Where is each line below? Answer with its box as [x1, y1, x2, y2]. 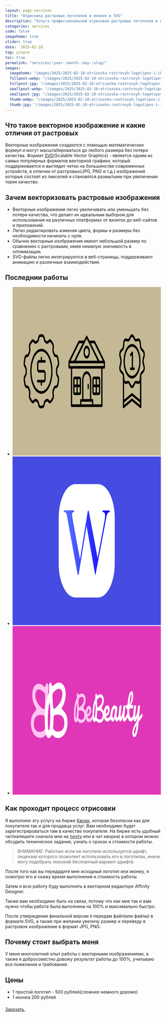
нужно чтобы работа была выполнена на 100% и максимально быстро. [5, 903, 156, 909]
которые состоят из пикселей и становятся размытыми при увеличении [5, 174, 158, 179]
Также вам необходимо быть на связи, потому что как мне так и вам [5, 898, 152, 904]
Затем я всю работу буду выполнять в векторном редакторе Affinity [5, 883, 150, 889]
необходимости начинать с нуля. [12, 233, 83, 239]
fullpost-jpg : [9, 81, 39, 86]
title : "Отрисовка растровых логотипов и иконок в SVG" [5, 13, 123, 18]
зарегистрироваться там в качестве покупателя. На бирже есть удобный [5, 828, 161, 834]
